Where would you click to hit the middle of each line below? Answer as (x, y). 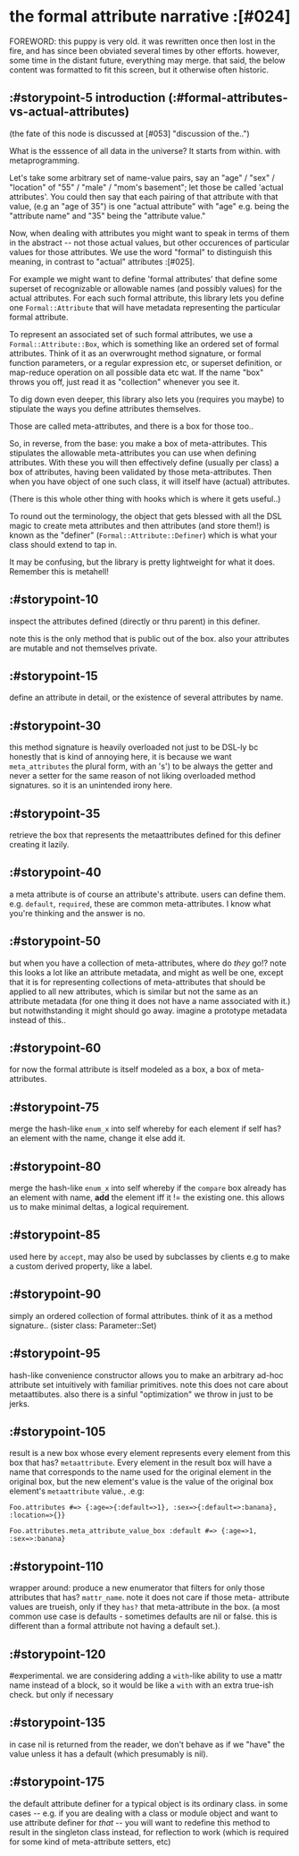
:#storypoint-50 (55, 941)
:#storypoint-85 (55, 1235)
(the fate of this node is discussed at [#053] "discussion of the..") (129, 133)
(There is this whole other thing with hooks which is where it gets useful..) (145, 498)
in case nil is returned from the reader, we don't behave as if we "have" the (147, 1744)
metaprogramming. (45, 160)
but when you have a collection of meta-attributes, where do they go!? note (148, 963)
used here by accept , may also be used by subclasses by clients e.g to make (149, 1256)
